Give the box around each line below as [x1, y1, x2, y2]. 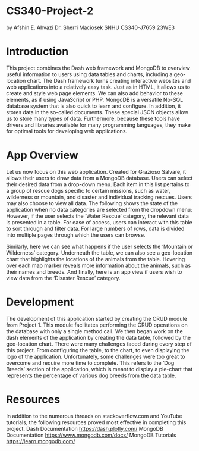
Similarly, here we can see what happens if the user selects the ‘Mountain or [6, 243, 193, 250]
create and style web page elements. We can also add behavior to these [6, 89, 183, 96]
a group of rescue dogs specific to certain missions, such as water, [6, 187, 170, 194]
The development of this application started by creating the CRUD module [6, 315, 187, 322]
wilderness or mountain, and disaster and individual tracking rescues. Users [6, 193, 192, 201]
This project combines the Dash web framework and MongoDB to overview [6, 64, 190, 71]
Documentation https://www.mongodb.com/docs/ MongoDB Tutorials [6, 431, 176, 439]
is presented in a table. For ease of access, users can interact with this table [6, 218, 193, 225]
